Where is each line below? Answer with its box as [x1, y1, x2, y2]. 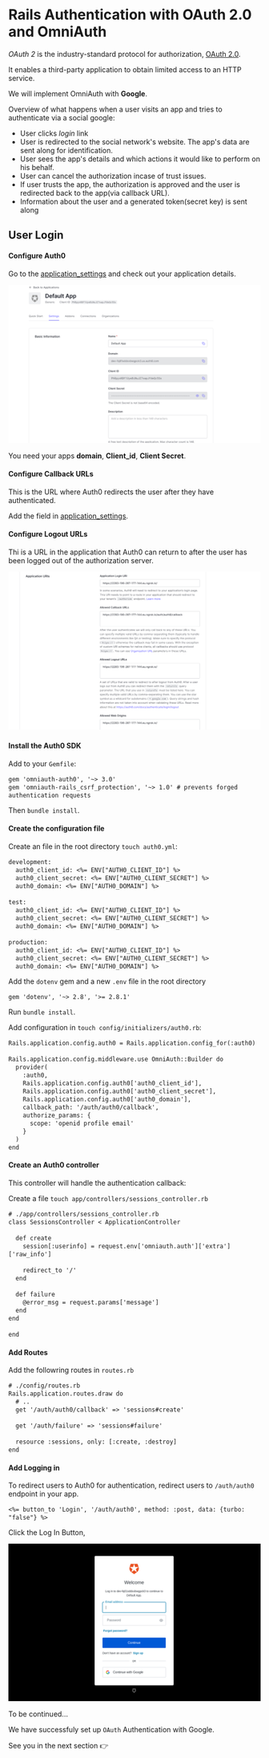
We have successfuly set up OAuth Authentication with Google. [8, 1725, 215, 1735]
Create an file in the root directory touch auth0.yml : [8, 841, 178, 851]
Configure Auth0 [8, 250, 66, 260]
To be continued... [8, 1709, 68, 1719]
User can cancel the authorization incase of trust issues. [19, 171, 207, 181]
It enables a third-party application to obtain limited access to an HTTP [8, 64, 242, 74]
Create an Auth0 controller [8, 1160, 100, 1170]
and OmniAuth [8, 22, 107, 41]
